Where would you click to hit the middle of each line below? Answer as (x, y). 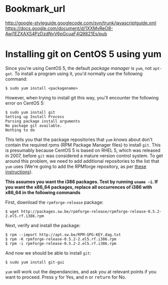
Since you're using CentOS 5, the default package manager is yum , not (78, 68)
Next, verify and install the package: (43, 225)
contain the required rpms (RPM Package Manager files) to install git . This (83, 145)
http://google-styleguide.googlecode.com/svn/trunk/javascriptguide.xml (81, 23)
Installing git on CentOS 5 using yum (83, 54)
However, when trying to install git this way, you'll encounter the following (82, 97)
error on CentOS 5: (25, 103)
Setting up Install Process (35, 117)
